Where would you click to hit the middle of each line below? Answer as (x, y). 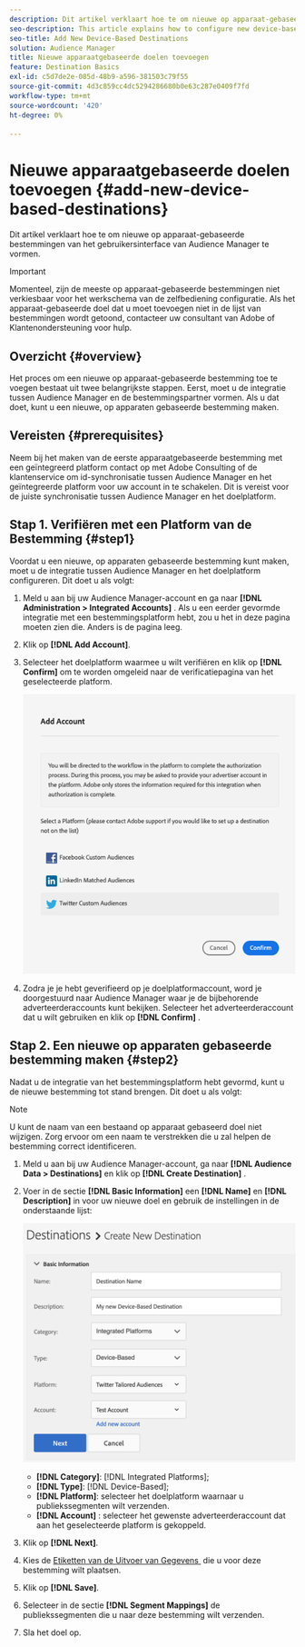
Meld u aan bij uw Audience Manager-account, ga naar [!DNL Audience (157, 1163)
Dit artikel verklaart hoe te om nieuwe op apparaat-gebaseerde (127, 235)
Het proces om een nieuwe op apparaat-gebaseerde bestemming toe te (144, 378)
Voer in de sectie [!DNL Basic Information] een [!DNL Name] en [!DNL (155, 1191)
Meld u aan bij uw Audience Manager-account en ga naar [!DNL (142, 598)
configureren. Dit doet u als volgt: (72, 580)
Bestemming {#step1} (72, 539)
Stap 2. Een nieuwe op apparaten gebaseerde (141, 1046)
